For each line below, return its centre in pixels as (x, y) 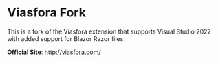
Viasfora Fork (46, 13)
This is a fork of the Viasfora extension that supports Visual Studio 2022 (109, 32)
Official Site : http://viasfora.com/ (54, 52)
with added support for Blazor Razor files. (66, 38)
